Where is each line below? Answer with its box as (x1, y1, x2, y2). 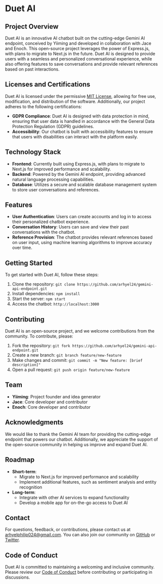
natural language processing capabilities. (12, 176, 95, 182)
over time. (12, 245, 33, 251)
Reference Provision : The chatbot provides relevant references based (12, 234, 153, 240)
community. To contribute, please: (5, 333, 74, 339)
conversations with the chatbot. (12, 229, 76, 235)
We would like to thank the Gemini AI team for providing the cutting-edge (5, 431, 151, 437)
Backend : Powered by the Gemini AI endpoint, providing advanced (12, 171, 146, 177)
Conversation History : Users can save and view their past (12, 224, 129, 230)
